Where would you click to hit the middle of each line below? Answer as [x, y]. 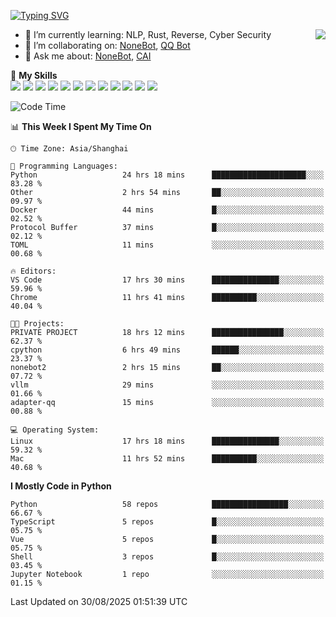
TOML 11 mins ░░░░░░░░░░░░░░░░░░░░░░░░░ [167, 245]
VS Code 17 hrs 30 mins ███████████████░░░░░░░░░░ [167, 280]
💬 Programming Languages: [64, 166]
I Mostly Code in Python [61, 486]
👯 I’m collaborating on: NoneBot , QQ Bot [107, 45]
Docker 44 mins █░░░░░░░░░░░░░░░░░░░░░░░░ [167, 210]
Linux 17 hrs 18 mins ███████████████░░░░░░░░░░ [167, 441]
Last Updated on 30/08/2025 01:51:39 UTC [99, 601]
